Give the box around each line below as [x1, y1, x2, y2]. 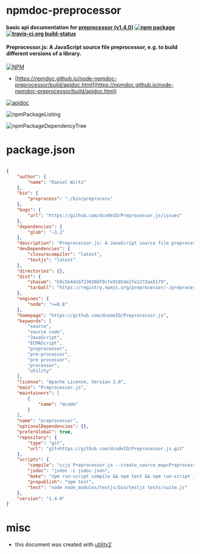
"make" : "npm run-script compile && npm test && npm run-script [27, 473, 190, 479]
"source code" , [27, 329, 65, 335]
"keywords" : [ [17, 318, 52, 324]
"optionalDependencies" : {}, [17, 423, 89, 430]
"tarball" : [27, 285, 55, 291]
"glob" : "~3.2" [27, 229, 65, 235]
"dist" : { [17, 273, 42, 279]
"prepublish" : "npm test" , [27, 479, 95, 485]
